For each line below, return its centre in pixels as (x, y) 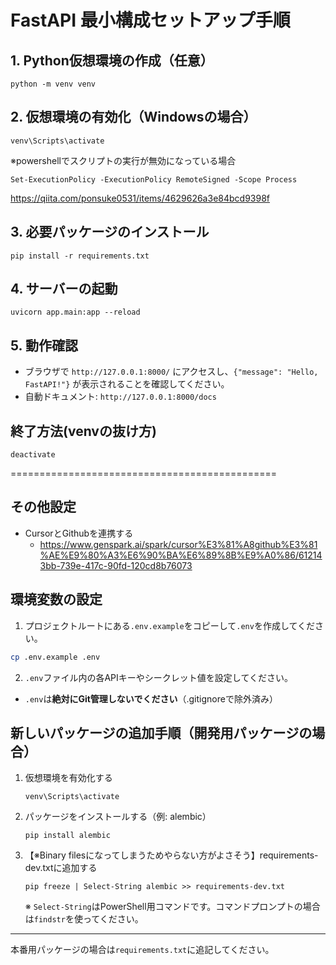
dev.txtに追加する (61, 868)
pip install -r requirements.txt (80, 256)
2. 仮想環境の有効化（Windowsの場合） (133, 117)
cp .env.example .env (55, 657)
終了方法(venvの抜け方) (83, 431)
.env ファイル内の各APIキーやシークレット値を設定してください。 (158, 677)
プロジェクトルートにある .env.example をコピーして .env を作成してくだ (170, 625)
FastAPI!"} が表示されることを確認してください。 (127, 384)
